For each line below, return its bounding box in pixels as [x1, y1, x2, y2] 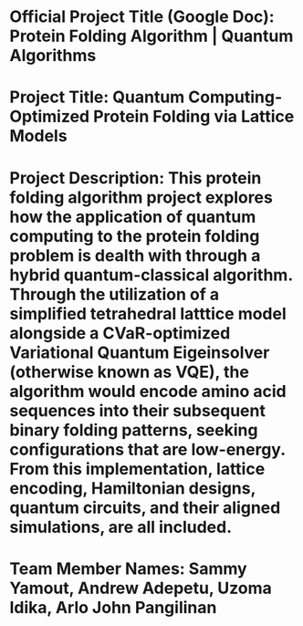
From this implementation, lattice [9, 458, 266, 479]
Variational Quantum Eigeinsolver [9, 342, 270, 362]
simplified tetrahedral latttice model [9, 303, 287, 324]
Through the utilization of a [9, 284, 220, 305]
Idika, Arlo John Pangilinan [9, 597, 217, 618]
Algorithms [9, 46, 97, 66]
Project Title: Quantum [9, 87, 185, 108]
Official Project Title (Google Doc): [9, 6, 276, 27]
